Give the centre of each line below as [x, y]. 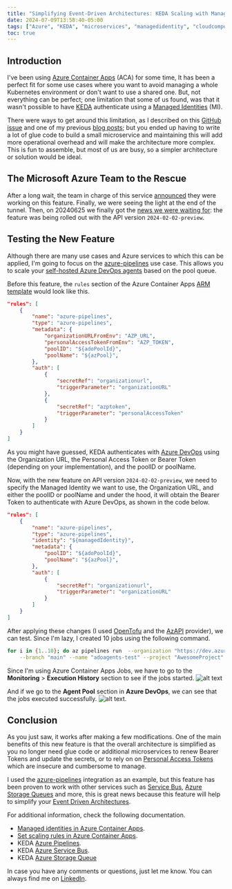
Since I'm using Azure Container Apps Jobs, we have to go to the [100, 671]
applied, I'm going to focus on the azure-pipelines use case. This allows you [115, 263]
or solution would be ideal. [45, 157]
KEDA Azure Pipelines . [49, 843]
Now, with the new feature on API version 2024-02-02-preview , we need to [112, 480]
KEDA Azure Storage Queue [57, 858]
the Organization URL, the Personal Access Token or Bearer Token [101, 459]
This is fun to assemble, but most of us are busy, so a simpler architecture [112, 150]
